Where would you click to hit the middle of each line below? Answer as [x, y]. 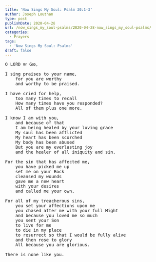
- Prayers [19, 37]
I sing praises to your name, [41, 74]
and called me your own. [45, 191]
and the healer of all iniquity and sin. [66, 152]
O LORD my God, [22, 64]
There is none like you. [35, 254]
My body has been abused [45, 142]
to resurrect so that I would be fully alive [71, 235]
